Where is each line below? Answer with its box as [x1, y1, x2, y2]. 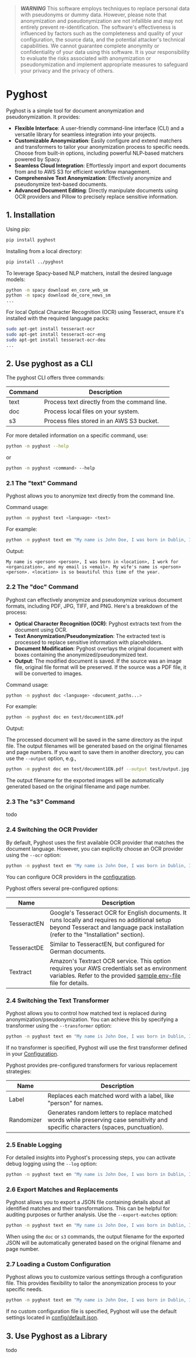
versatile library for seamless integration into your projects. [14, 131, 156, 138]
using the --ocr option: [6, 851, 61, 858]
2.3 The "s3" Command [6, 798, 75, 806]
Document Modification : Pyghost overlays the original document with [14, 644, 184, 652]
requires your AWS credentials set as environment [49, 964, 187, 972]
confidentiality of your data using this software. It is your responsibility [20, 49, 190, 55]
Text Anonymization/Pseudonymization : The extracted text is [14, 632, 166, 639]
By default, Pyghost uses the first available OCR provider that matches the [6, 839, 184, 846]
